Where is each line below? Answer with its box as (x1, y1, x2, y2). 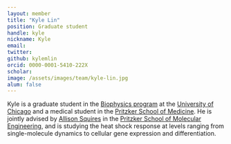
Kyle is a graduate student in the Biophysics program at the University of (7, 100, 214, 108)
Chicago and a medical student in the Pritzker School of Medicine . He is (7, 107, 212, 116)
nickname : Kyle (7, 36, 51, 43)
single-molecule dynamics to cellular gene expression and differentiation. (7, 129, 216, 138)
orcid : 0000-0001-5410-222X (7, 62, 89, 69)
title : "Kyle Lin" (7, 17, 60, 24)
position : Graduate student (7, 23, 89, 30)
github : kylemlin (7, 55, 57, 62)
